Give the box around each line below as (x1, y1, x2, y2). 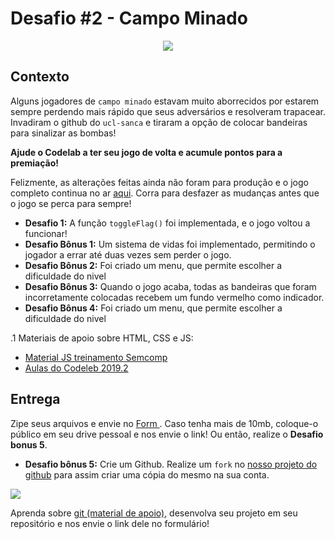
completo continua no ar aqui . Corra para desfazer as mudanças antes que (10, 187, 320, 199)
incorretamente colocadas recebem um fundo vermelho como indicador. (24, 291, 325, 303)
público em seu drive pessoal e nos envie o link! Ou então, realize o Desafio (10, 428, 324, 440)
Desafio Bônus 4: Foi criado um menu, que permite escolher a (24, 302, 283, 314)
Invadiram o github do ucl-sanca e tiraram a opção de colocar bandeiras (10, 116, 308, 128)
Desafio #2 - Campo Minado (10, 7, 248, 30)
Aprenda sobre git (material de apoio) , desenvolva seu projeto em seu (10, 507, 298, 519)
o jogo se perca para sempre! (10, 197, 132, 209)
